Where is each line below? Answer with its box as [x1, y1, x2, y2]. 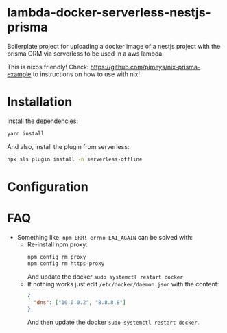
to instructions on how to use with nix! [32, 70, 141, 78]
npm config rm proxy [27, 253, 86, 260]
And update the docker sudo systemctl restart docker [27, 273, 184, 281]
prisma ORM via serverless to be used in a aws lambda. [7, 49, 165, 58]
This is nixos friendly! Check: [7, 62, 89, 71]
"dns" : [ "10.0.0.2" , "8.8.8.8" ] [33, 299, 126, 306]
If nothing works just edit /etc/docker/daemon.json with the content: [27, 279, 219, 288]
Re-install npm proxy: [27, 240, 88, 249]
